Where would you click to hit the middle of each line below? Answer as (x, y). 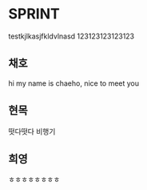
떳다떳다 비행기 (32, 131)
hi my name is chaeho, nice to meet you (74, 83)
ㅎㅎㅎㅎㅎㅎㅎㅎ (34, 180)
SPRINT (34, 14)
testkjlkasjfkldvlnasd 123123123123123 (72, 36)
